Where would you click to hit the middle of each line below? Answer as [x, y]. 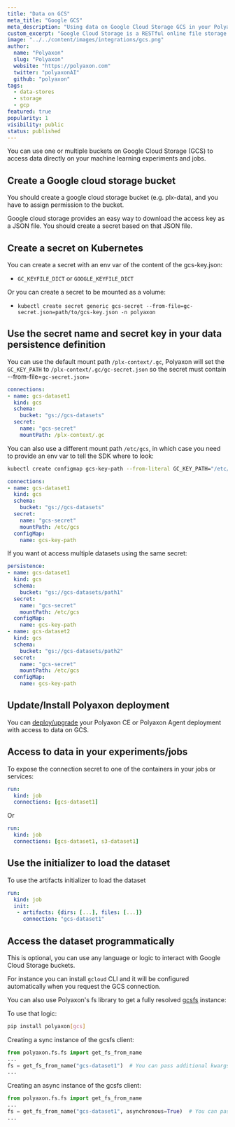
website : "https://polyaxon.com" [62, 66]
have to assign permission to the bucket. [66, 205]
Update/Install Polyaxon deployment [88, 706]
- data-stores [34, 92]
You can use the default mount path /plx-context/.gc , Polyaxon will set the [116, 361]
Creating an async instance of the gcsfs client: [74, 1086]
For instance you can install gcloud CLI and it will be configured [98, 978]
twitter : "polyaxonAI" [47, 72]
